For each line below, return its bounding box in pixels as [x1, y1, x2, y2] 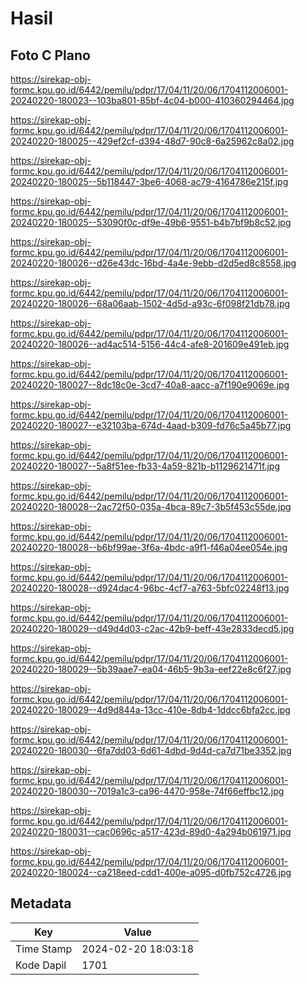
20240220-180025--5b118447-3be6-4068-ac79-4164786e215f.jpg [10, 176, 289, 187]
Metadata [10, 895, 72, 912]
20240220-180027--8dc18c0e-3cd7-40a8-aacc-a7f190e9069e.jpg [10, 379, 290, 391]
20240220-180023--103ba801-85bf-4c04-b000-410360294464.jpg [10, 95, 295, 106]
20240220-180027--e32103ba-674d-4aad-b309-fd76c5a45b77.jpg [10, 420, 292, 431]
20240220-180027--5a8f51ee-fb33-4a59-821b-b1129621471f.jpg [10, 460, 281, 472]
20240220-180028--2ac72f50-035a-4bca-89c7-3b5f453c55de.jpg [10, 501, 292, 512]
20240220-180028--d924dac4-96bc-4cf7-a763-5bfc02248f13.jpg [10, 582, 290, 594]
